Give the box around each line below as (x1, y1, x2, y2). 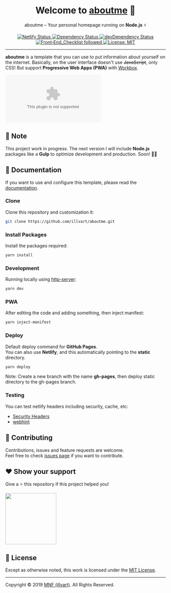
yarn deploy (5, 364, 31, 370)
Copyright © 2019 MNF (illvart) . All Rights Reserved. (5, 582, 115, 588)
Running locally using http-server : (5, 276, 76, 283)
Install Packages (5, 231, 47, 238)
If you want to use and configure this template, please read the (5, 179, 137, 186)
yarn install (5, 253, 33, 258)
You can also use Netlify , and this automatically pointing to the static (5, 349, 151, 355)
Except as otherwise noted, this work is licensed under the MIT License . (5, 567, 156, 573)
